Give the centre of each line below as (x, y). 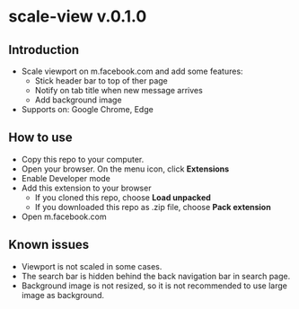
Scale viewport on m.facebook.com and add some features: (132, 71)
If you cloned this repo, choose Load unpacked (123, 197)
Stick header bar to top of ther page (101, 81)
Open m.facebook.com (64, 216)
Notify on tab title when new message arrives (119, 90)
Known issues (49, 245)
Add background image (78, 100)
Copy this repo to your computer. (83, 159)
